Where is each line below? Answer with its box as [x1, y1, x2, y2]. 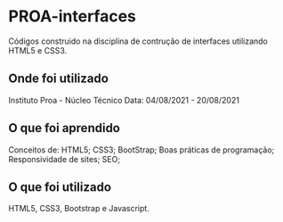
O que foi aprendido [8, 120, 121, 136]
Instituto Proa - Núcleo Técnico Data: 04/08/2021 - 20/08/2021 [8, 95, 239, 105]
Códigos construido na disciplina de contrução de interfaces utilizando [8, 36, 268, 46]
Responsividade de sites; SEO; [8, 153, 121, 164]
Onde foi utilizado [8, 71, 109, 86]
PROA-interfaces [8, 6, 137, 27]
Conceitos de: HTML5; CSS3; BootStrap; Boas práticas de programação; [8, 144, 275, 155]
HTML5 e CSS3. [8, 45, 68, 55]
